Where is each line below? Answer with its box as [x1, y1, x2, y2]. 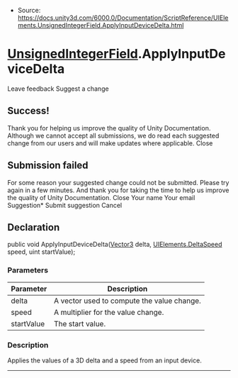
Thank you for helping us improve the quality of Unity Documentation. [7, 123, 211, 132]
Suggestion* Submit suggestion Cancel [7, 201, 123, 209]
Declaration [7, 221, 60, 233]
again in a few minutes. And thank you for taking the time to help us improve [7, 186, 229, 194]
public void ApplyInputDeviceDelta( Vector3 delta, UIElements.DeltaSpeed [7, 240, 222, 249]
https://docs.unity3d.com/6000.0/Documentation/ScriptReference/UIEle [17, 13, 229, 22]
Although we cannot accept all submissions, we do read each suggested [7, 131, 220, 140]
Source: [17, 6, 41, 14]
